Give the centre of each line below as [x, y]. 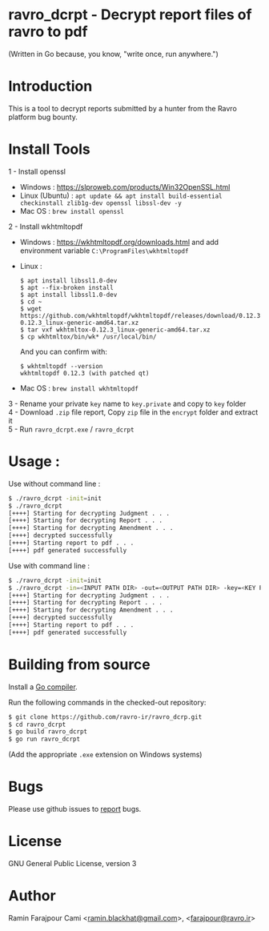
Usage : [34, 461]
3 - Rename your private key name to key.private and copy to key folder [127, 403]
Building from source [79, 664]
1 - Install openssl [37, 171]
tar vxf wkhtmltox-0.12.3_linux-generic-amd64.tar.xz [119, 330]
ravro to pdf [48, 32]
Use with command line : [49, 565]
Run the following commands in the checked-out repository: [107, 702]
